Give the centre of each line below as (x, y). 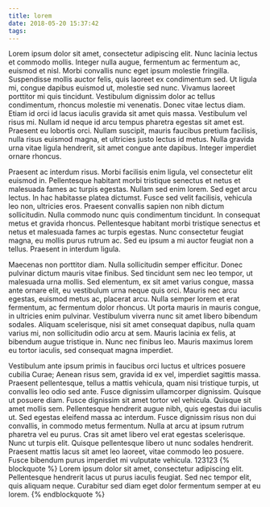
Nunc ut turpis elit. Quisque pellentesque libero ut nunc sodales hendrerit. (131, 443)
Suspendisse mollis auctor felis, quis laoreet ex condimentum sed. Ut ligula (133, 79)
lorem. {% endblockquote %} (57, 495)
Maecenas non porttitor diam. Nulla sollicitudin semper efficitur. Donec (126, 265)
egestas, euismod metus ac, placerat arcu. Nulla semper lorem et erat (124, 299)
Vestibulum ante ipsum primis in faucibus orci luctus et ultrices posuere (127, 366)
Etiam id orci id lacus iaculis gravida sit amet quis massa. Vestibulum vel (128, 114)
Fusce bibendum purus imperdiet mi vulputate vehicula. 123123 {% (119, 460)
